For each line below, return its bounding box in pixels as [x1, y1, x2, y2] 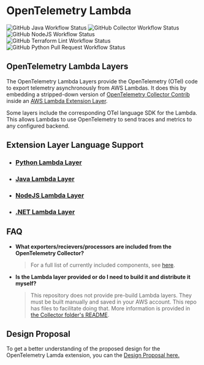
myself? [15, 280, 37, 287]
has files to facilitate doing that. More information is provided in [30, 304, 191, 312]
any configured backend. [6, 122, 70, 129]
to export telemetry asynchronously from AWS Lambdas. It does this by [6, 84, 187, 91]
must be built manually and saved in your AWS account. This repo [30, 298, 197, 305]
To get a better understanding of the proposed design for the [6, 345, 161, 353]
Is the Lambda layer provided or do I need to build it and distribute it [15, 273, 191, 280]
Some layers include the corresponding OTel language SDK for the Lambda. [6, 109, 198, 117]
